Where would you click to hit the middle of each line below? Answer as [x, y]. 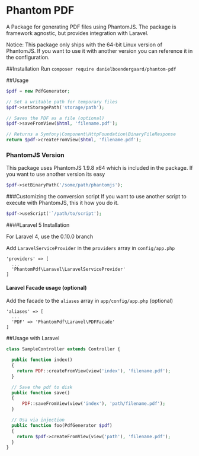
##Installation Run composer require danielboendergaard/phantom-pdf [91, 68]
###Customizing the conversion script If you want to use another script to [96, 197]
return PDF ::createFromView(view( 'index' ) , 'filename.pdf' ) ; [94, 371]
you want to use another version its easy [56, 174]
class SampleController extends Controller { [63, 349]
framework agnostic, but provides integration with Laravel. [78, 33]
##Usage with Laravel [33, 338]
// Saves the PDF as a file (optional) [55, 118]
